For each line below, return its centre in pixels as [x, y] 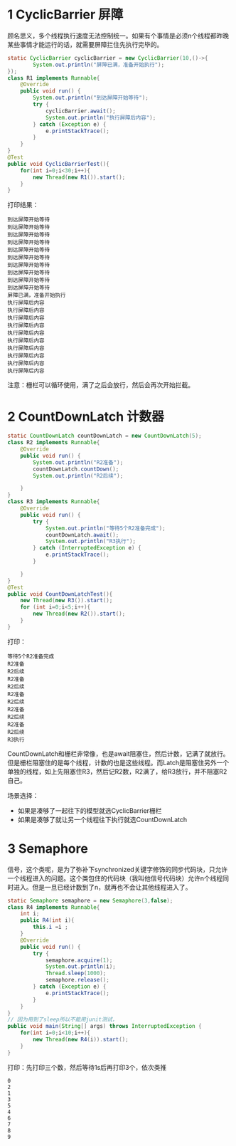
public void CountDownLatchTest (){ [60, 594]
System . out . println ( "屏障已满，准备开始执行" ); [99, 65]
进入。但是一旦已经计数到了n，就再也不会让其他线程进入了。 [102, 887]
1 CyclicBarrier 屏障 [65, 15]
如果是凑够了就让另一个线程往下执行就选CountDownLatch [102, 819]
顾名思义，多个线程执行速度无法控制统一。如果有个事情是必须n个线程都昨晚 [118, 36]
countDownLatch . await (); [82, 535]
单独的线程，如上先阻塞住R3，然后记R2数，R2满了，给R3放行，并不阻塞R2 [117, 771]
